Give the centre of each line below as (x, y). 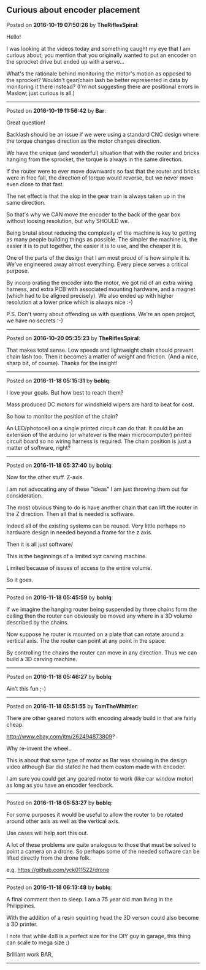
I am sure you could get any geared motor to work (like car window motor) (100, 778)
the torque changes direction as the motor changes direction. (84, 141)
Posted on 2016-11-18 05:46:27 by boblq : (60, 676)
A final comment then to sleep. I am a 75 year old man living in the (90, 899)
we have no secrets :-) (35, 320)
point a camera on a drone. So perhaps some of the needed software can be (103, 851)
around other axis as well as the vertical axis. (63, 821)
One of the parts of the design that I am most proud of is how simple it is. (99, 257)
